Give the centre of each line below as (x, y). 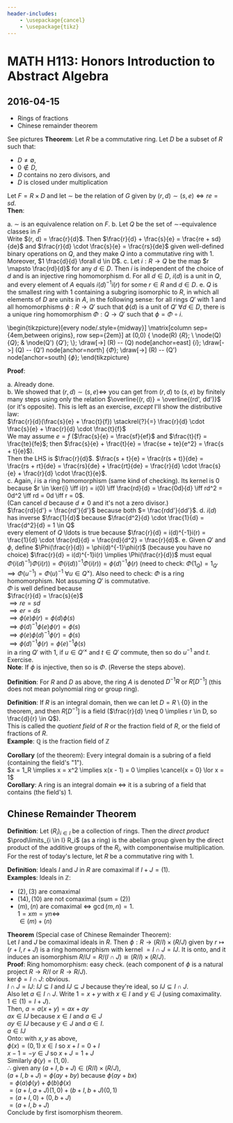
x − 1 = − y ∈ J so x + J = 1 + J (51, 1053)
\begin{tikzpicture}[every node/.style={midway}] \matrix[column (99, 328)
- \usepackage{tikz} (49, 26)
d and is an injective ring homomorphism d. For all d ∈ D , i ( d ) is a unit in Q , (114, 276)
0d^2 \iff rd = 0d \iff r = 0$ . (46, 496)
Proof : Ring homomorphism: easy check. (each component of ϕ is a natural (115, 964)
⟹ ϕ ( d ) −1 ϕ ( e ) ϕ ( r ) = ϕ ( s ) (45, 626)
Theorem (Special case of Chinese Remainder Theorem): (89, 935)
